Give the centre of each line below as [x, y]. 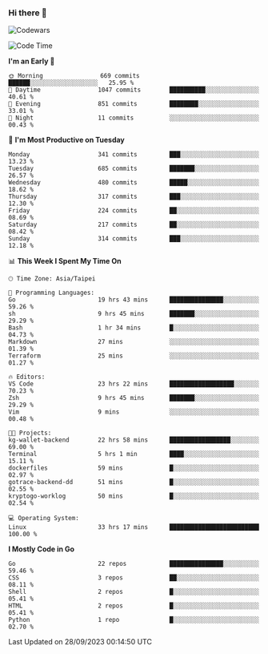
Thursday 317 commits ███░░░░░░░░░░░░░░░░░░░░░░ [134, 197]
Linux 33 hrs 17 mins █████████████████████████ [134, 527]
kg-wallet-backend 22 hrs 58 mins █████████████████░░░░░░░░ [134, 440]
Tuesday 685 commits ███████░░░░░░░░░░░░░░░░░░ [134, 169]
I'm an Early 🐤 [32, 61]
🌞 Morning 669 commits [74, 76]
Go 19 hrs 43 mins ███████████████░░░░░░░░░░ [134, 300]
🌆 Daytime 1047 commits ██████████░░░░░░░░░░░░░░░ [134, 90]
